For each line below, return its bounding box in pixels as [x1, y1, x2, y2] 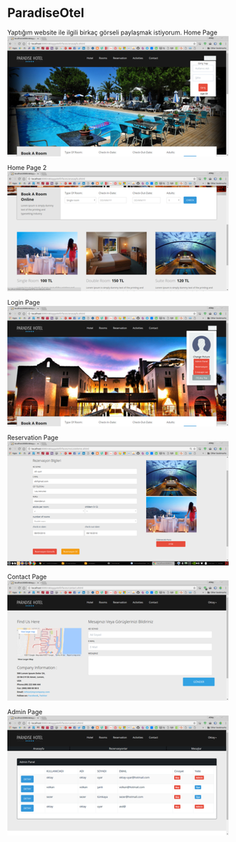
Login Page [7, 298, 41, 307]
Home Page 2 [7, 163, 47, 171]
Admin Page [7, 707, 43, 716]
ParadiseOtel [7, 5, 84, 21]
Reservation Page [7, 433, 58, 442]
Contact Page [7, 572, 47, 581]
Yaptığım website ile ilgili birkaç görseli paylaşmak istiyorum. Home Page [7, 28, 218, 37]
